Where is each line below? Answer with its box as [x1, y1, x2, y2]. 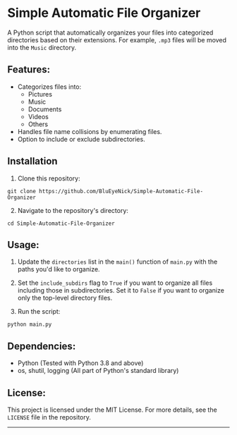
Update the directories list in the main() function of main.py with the [17, 257, 218, 266]
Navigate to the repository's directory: [17, 206, 129, 214]
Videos [28, 112, 49, 121]
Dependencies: [7, 340, 76, 352]
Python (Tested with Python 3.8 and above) [17, 359, 144, 367]
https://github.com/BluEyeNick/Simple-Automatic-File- [38, 188, 203, 195]
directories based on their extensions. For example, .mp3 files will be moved [7, 35, 227, 44]
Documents [28, 104, 62, 114]
